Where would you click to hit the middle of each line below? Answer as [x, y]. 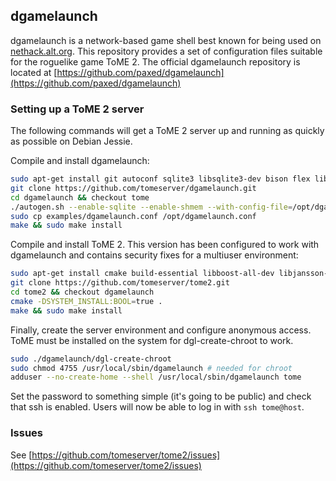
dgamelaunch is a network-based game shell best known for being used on [166, 40]
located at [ [34, 72]
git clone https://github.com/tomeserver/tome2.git [120, 283]
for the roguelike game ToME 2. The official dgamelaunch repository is [155, 61]
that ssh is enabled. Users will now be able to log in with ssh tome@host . [157, 407]
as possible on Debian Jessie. [71, 141]
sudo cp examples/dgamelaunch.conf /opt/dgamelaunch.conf [133, 216]
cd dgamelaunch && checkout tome [80, 197]
